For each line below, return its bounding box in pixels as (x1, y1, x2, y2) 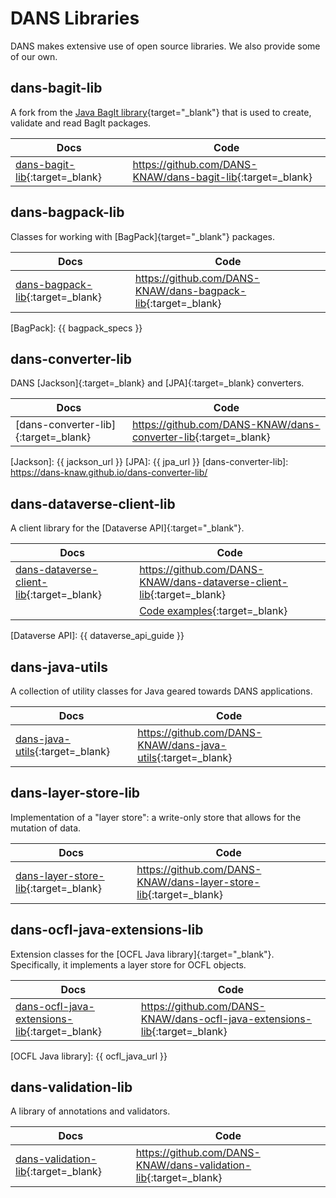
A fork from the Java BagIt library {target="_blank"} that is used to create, (10, 106, 312, 118)
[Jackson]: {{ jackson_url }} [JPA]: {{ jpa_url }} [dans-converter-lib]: (10, 456, 289, 468)
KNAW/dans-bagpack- (134, 283, 247, 297)
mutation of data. (10, 822, 82, 834)
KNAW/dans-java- (137, 738, 227, 752)
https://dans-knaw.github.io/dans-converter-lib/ (10, 467, 208, 479)
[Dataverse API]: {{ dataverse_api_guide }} (10, 630, 185, 642)
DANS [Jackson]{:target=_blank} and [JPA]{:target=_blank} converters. (10, 377, 305, 389)
